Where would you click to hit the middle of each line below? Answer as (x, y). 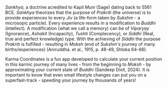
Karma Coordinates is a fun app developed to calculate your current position (84, 59)
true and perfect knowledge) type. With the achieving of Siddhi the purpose (83, 39)
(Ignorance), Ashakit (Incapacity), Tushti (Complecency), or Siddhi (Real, (80, 34)
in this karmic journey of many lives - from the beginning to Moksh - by (78, 64)
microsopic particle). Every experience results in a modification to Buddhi (81, 23)
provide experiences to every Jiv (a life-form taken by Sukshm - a (73, 18)
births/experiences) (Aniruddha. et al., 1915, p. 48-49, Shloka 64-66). (76, 49)
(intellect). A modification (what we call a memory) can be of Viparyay (77, 28)
